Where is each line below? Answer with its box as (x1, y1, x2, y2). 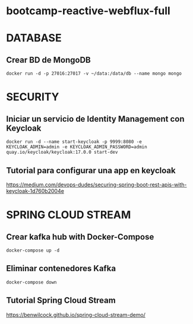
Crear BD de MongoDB (6, 55, 91, 65)
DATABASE (6, 31, 62, 45)
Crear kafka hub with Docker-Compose (6, 231, 154, 242)
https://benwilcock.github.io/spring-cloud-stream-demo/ (6, 311, 145, 318)
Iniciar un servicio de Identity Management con (6, 114, 185, 124)
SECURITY (6, 90, 59, 104)
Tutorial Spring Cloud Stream (6, 296, 116, 306)
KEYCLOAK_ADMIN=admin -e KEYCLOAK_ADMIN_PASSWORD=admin (6, 144, 147, 150)
